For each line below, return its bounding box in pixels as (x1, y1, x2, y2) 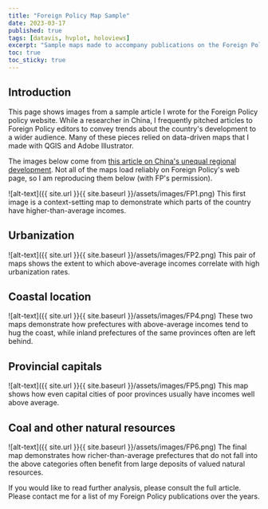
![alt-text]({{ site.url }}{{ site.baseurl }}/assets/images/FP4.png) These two (8, 311, 254, 321)
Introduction (8, 85, 72, 100)
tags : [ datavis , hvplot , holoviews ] (8, 34, 130, 42)
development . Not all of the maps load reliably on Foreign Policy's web (8, 164, 240, 174)
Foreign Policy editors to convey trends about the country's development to (8, 124, 257, 133)
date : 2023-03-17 (8, 19, 66, 27)
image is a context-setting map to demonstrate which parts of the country (8, 197, 251, 207)
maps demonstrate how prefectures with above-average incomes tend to (8, 320, 249, 329)
